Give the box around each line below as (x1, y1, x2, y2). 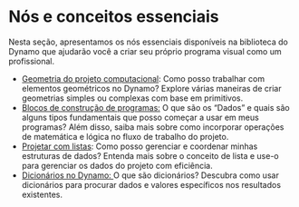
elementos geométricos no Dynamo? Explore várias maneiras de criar (21, 83, 282, 94)
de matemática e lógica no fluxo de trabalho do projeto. (21, 131, 229, 142)
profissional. (8, 55, 55, 66)
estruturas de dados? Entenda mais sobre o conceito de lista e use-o (21, 150, 279, 161)
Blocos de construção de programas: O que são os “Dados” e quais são (21, 102, 291, 113)
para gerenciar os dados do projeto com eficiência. (21, 160, 214, 171)
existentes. (21, 189, 63, 200)
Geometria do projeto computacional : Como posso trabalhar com (21, 73, 265, 84)
